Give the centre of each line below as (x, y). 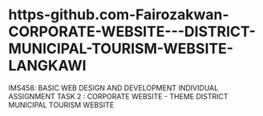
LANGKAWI (47, 66)
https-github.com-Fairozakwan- (119, 15)
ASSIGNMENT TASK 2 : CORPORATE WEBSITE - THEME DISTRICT (118, 96)
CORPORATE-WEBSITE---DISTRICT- (132, 32)
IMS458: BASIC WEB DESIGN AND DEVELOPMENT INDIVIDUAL (113, 88)
